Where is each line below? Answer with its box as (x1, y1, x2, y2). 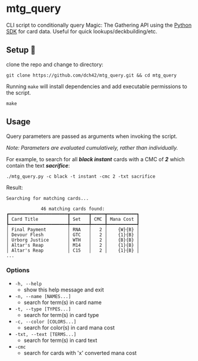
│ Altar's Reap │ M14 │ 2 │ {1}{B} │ (6, 242, 140, 248)
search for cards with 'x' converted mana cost (23, 349, 137, 356)
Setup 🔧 (6, 45, 36, 55)
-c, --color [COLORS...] (14, 319, 77, 325)
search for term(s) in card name (23, 299, 102, 306)
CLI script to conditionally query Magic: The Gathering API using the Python (6, 21, 192, 29)
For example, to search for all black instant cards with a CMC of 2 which (6, 155, 185, 162)
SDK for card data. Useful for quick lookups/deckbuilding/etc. (6, 27, 158, 34)
